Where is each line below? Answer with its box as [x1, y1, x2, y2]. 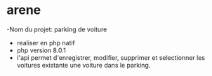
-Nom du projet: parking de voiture [6, 25, 107, 33]
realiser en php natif [16, 38, 75, 47]
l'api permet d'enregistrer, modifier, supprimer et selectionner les [16, 53, 205, 61]
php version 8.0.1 [16, 46, 66, 54]
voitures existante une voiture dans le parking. [16, 61, 151, 69]
